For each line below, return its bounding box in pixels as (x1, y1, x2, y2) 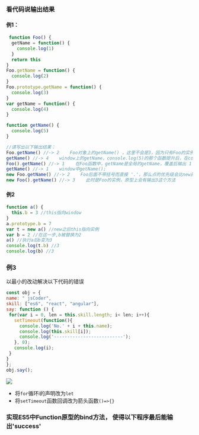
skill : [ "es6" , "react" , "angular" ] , (6, 301, 99, 307)
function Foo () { (8, 34, 52, 41)
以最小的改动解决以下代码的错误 (6, 278, 84, 285)
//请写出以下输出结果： (6, 144, 56, 150)
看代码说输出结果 (6, 5, 55, 13)
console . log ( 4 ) (11, 106, 49, 112)
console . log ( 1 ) (17, 46, 54, 52)
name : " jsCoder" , (6, 295, 52, 302)
